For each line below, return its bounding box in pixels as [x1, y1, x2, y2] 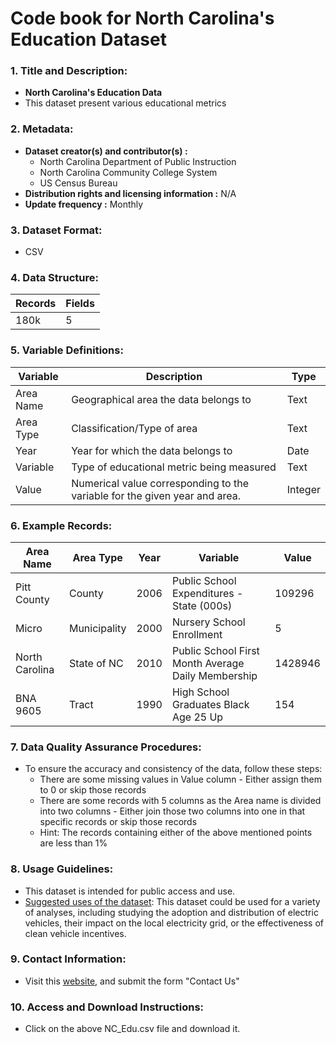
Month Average [171, 656, 245, 670]
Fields [65, 297, 95, 311]
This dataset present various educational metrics [24, 97, 227, 109]
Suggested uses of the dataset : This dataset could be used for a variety [24, 895, 321, 907]
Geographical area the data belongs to [71, 392, 252, 406]
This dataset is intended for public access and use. [24, 885, 236, 897]
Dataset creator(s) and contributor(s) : [24, 145, 188, 157]
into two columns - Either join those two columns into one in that [39, 805, 306, 817]
